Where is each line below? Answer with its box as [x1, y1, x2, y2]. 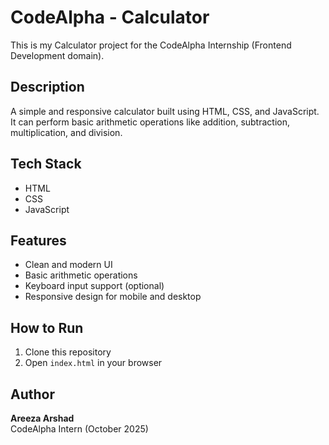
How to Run [10, 319, 84, 336]
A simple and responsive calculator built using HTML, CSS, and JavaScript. [10, 105, 320, 117]
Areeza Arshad [10, 412, 75, 424]
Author [10, 386, 55, 403]
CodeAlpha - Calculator [10, 6, 210, 29]
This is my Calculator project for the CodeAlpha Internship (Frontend [10, 39, 292, 51]
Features [10, 232, 67, 249]
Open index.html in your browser [24, 357, 163, 369]
